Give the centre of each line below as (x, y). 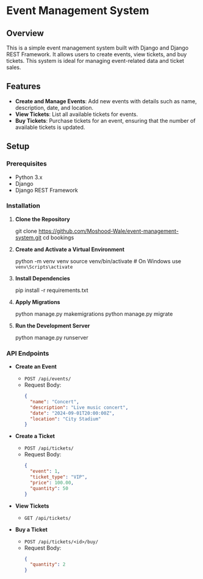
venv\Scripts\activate (44, 267)
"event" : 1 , (45, 472)
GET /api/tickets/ (48, 518)
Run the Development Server (52, 326)
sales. (14, 67)
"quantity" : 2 (48, 565)
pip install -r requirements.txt (52, 290)
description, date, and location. (54, 107)
